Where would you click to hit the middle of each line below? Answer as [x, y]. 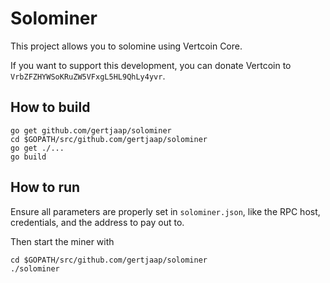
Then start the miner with [62, 241]
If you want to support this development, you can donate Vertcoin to [151, 65]
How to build [50, 107]
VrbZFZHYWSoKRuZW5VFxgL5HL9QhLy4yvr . [88, 76]
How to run [45, 187]
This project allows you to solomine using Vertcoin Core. [126, 46]
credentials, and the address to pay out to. [97, 222]
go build [28, 157]
